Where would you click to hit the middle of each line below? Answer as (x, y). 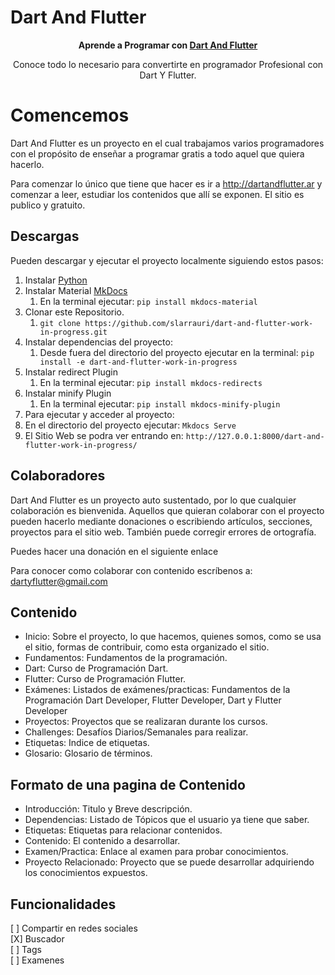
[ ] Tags (26, 949)
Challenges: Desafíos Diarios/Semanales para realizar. (136, 732)
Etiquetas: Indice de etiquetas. (87, 743)
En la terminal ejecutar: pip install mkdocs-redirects (151, 382)
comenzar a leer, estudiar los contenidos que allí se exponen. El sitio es (157, 194)
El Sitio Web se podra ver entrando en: (104, 435)
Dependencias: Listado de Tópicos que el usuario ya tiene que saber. (167, 820)
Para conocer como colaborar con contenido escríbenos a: (131, 570)
